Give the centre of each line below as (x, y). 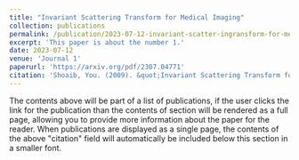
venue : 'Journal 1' (45, 59)
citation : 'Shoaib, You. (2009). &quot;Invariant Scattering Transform (145, 76)
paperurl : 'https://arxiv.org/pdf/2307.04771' (97, 68)
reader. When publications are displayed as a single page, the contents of (144, 129)
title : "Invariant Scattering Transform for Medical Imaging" (127, 17)
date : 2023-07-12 (41, 51)
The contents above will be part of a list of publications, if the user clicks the (149, 100)
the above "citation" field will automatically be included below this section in (149, 138)
